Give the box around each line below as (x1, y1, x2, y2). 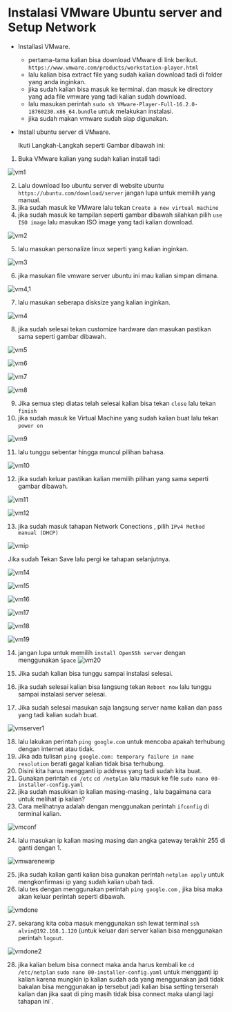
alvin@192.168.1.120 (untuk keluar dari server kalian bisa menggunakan (17, 926, 223, 935)
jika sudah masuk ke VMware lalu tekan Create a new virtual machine (17, 203, 219, 211)
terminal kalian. (17, 809, 61, 817)
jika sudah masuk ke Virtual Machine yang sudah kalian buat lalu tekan (17, 413, 220, 422)
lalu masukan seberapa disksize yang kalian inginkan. (17, 298, 171, 306)
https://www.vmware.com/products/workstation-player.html (28, 64, 199, 71)
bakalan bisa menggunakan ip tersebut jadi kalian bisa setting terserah (17, 982, 219, 991)
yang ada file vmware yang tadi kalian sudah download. (28, 92, 187, 101)
